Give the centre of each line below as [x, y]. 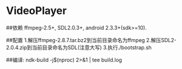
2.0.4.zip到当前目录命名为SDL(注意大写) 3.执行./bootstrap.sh [79, 47]
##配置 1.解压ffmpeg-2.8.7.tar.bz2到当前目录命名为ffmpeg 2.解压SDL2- [91, 40]
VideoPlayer [36, 11]
